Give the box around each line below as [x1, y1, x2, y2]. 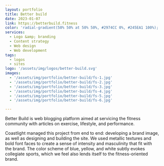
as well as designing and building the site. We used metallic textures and [5, 135, 152, 142]
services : [5, 30, 25, 35]
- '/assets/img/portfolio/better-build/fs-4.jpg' [9, 89, 113, 94]
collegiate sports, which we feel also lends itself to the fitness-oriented [5, 151, 148, 157]
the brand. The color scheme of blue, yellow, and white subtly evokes [5, 146, 145, 152]
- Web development [9, 48, 47, 53]
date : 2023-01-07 [5, 16, 41, 21]
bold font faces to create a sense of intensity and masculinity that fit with [5, 141, 152, 146]
